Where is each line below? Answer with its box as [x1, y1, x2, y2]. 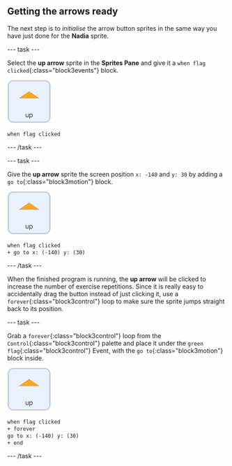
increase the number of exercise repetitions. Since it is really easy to [7, 282, 204, 291]
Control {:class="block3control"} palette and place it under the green [7, 339, 204, 347]
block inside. [7, 354, 44, 362]
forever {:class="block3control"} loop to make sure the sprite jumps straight [7, 297, 225, 305]
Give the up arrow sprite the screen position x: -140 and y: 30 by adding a [7, 170, 223, 178]
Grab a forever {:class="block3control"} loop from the [7, 331, 162, 340]
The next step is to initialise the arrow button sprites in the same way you [7, 24, 217, 32]
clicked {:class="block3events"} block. [7, 66, 118, 74]
